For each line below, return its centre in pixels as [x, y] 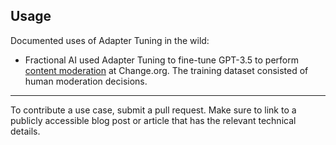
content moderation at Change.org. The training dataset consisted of [166, 70]
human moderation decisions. [86, 81]
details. [25, 131]
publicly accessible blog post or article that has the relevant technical [153, 120]
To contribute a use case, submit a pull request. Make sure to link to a [153, 110]
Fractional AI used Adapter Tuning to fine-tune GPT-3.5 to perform [161, 60]
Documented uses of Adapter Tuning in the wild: [110, 40]
